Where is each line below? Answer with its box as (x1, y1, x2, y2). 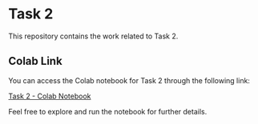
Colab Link (8, 54, 62, 68)
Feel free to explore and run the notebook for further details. (8, 106, 208, 116)
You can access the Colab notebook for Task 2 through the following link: (8, 75, 251, 85)
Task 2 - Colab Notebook (8, 91, 91, 101)
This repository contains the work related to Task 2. (8, 31, 179, 41)
